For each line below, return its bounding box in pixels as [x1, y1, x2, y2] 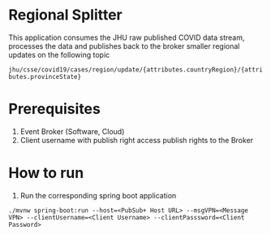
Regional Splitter [8, 6, 123, 24]
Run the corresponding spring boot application [19, 190, 177, 200]
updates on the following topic [8, 50, 110, 59]
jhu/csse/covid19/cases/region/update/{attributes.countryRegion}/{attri [8, 65, 264, 74]
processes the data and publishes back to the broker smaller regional [8, 41, 240, 50]
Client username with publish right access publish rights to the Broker [19, 135, 254, 145]
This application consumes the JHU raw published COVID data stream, [8, 33, 245, 42]
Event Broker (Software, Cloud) [19, 126, 125, 136]
